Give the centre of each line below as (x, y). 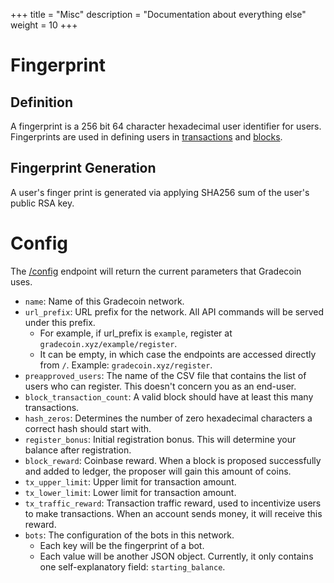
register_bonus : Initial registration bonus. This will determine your (160, 439)
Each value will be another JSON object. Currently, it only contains (176, 556)
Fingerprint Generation (83, 168)
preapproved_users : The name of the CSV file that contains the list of (165, 375)
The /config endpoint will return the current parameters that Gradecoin (156, 271)
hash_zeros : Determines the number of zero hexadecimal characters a (168, 418)
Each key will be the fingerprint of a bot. (122, 545)
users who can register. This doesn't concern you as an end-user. (160, 386)
